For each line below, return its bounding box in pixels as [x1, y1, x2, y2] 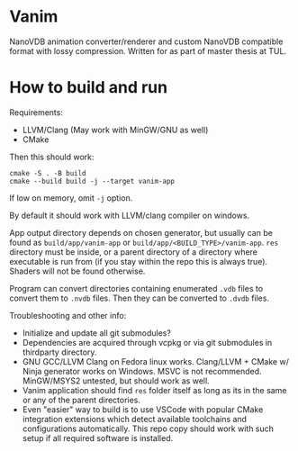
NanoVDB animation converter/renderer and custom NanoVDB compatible [9, 36, 284, 47]
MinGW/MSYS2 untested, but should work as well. [22, 375, 210, 386]
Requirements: [9, 106, 63, 118]
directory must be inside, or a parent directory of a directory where [9, 246, 258, 257]
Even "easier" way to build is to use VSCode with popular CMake [22, 403, 264, 415]
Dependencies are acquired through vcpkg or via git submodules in [22, 337, 273, 347]
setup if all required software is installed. [22, 432, 174, 443]
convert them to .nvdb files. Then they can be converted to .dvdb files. [9, 293, 270, 303]
